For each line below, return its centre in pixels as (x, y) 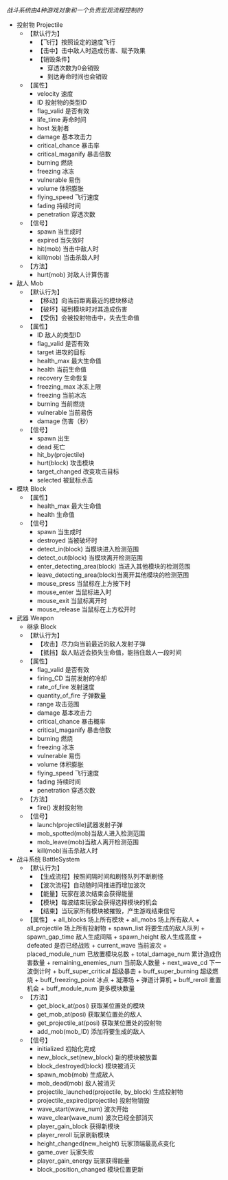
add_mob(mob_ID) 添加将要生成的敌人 (91, 1031)
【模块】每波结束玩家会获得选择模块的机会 (97, 902)
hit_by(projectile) (61, 455)
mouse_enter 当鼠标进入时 (74, 592)
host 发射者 (53, 128)
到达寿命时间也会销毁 (77, 77)
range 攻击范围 (58, 704)
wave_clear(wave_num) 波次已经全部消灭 (95, 1118)
